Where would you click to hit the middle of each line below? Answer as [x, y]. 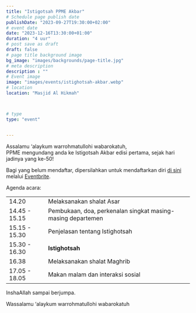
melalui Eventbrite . [28, 176]
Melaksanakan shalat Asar [84, 201]
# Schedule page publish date [43, 17]
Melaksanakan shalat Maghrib [89, 261]
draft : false [22, 50]
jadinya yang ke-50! [30, 159]
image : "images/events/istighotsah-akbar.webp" [65, 82]
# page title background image [44, 55]
